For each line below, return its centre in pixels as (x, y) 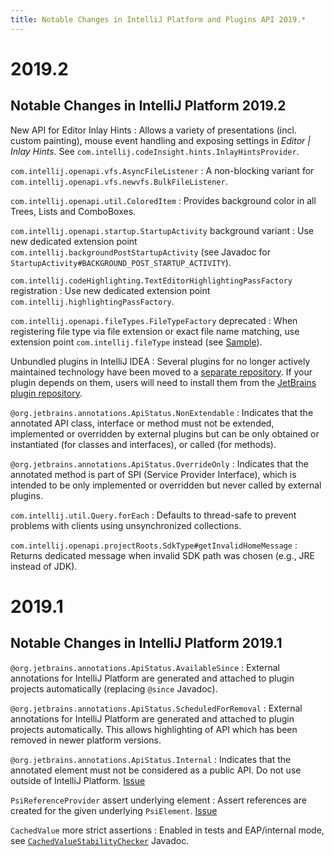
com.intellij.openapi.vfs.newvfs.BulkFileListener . (119, 181)
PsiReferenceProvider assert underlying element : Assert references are (158, 800)
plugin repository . (46, 393)
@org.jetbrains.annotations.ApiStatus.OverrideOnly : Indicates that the (159, 463)
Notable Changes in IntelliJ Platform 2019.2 (148, 106)
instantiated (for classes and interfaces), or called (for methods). (143, 444)
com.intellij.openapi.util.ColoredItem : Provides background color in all (163, 200)
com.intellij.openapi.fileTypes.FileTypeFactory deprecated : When (154, 320)
